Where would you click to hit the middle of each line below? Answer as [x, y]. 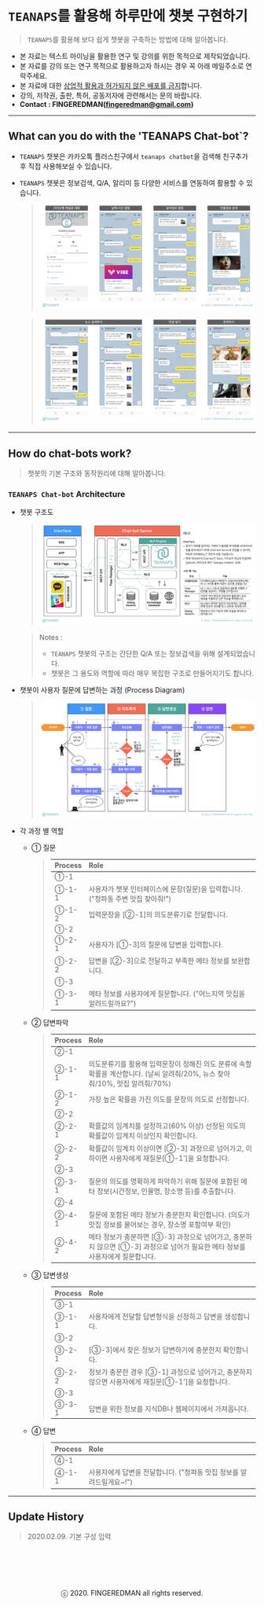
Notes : [51, 637]
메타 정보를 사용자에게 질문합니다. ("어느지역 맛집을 [167, 994]
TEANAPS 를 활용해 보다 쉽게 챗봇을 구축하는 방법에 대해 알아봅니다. [128, 39]
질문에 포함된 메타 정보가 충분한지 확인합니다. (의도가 [169, 1215]
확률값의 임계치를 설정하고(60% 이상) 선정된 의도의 [167, 1126]
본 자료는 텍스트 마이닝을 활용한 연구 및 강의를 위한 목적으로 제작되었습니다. [135, 56]
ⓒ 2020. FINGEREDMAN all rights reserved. [132, 1593]
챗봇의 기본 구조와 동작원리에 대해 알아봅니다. [97, 473]
